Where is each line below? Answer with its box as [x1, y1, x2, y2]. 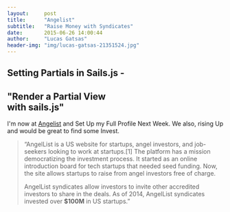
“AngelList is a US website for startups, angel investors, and [23, 140, 194, 148]
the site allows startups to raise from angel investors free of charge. [23, 169, 216, 178]
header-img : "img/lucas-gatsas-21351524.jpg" [7, 42, 139, 49]
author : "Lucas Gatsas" [7, 36, 88, 43]
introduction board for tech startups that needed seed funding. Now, [23, 162, 218, 170]
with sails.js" [7, 101, 65, 113]
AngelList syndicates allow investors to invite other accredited [23, 182, 200, 191]
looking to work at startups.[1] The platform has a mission [47, 148, 211, 156]
